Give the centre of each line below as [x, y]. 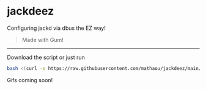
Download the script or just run [46, 57]
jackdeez [31, 11]
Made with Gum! [42, 40]
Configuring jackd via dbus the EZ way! [56, 28]
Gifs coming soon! [30, 80]
